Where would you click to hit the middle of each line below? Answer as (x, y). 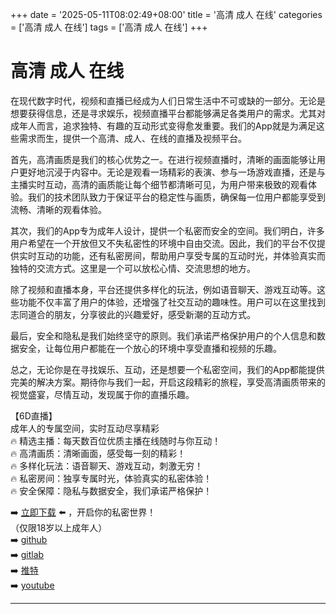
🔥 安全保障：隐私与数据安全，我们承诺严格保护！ (111, 490)
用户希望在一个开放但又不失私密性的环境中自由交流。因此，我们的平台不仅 (163, 243)
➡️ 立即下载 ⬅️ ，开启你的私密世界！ (83, 512)
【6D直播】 (34, 415)
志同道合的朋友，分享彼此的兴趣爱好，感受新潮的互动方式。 (133, 314)
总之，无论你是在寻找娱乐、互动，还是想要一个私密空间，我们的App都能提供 (167, 369)
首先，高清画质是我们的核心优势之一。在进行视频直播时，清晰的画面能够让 (163, 159)
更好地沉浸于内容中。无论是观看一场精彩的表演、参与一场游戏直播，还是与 (172, 172)
